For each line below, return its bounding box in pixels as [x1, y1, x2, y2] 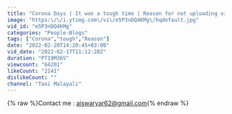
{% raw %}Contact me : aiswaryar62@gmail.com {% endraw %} [7, 99, 189, 107]
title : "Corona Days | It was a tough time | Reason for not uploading [7, 10, 217, 17]
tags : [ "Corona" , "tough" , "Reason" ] [7, 36, 110, 43]
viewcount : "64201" [7, 61, 64, 68]
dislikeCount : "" [7, 73, 57, 81]
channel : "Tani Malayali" [7, 80, 81, 87]
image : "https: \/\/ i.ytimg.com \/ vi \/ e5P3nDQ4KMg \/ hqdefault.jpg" [7, 16, 199, 23]
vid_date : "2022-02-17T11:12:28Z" [7, 49, 107, 56]
